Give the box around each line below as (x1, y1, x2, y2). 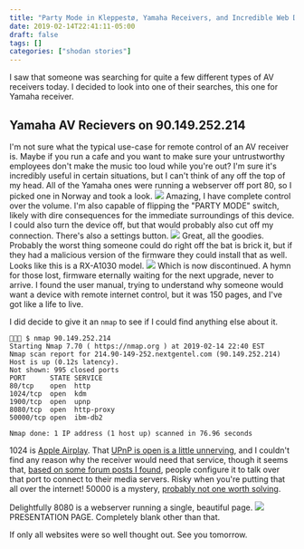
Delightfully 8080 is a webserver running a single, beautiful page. (9, 502, 253, 513)
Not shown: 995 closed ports (9, 365, 119, 374)
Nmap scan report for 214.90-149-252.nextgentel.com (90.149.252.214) (9, 350, 281, 359)
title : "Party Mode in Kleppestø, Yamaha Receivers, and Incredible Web (9, 13, 290, 23)
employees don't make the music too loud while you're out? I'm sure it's (9, 160, 278, 171)
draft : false (9, 30, 59, 39)
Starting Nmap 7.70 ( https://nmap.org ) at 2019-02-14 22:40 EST (9, 342, 265, 351)
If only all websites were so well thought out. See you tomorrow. (9, 529, 248, 540)
